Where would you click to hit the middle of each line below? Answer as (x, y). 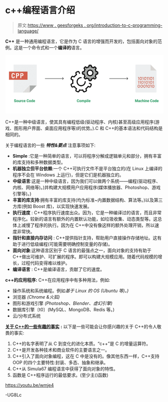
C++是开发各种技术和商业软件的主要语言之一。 (61, 350)
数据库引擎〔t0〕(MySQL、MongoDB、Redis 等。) (63, 309)
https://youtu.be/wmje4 (30, 385)
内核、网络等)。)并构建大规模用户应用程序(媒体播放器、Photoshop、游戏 (87, 187)
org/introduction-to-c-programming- (125, 25)
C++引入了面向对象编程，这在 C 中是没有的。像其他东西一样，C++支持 (86, 356)
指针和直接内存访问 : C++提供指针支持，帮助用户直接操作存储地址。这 (85, 238)
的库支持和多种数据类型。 (39, 162)
